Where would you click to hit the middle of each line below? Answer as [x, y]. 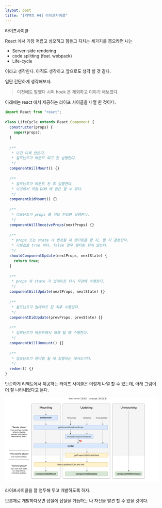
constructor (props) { [31, 127]
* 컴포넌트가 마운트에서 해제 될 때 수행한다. [50, 333]
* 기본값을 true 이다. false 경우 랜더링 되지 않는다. [60, 245]
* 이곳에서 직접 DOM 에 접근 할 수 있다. [47, 189]
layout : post [18, 10]
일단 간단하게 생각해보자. [28, 81]
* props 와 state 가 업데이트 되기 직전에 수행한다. [58, 282]
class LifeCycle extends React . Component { [50, 122]
